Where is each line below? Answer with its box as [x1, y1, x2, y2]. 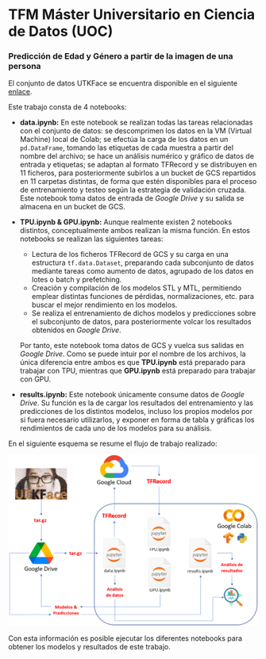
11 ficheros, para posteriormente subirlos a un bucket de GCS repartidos [19, 168, 256, 178]
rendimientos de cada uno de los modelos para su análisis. [19, 423, 212, 433]
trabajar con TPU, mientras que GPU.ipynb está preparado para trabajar [19, 366, 256, 376]
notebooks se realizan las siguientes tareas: [19, 234, 164, 243]
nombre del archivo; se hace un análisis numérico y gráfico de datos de [19, 151, 254, 161]
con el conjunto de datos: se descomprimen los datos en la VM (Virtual [19, 126, 253, 136]
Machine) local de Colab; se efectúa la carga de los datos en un [19, 135, 229, 144]
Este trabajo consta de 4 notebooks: [8, 102, 127, 112]
